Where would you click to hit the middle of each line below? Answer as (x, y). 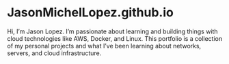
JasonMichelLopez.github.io (91, 13)
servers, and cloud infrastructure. (54, 53)
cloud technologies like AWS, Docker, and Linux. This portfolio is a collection (115, 38)
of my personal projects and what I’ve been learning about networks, (104, 46)
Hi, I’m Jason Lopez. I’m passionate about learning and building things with (112, 31)
